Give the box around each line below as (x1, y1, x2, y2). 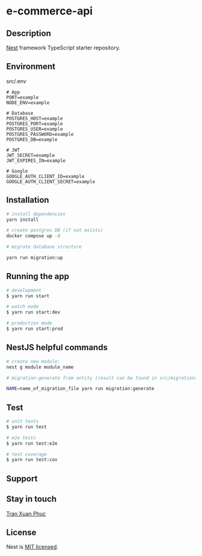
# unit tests (6, 418, 39, 425)
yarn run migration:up (6, 255, 63, 261)
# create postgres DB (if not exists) (6, 227, 103, 233)
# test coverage (6, 451, 47, 457)
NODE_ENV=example (6, 99, 50, 106)
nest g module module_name (6, 364, 74, 370)
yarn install (6, 217, 39, 223)
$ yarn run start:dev (6, 309, 61, 315)
